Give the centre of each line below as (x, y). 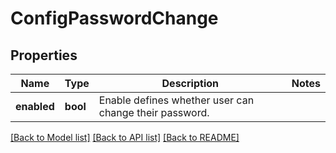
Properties (44, 55)
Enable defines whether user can (176, 100)
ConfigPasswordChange (114, 18)
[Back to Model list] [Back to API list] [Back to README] (125, 137)
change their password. (154, 112)
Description (190, 83)
